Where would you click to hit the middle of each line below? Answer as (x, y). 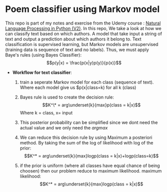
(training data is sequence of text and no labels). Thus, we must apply (77, 49)
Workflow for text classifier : (42, 72)
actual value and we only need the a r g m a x (64, 127)
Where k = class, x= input (46, 112)
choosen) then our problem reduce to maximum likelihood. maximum (91, 170)
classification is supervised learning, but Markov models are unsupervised (82, 44)
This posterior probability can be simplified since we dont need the (89, 122)
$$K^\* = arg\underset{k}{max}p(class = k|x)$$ (91, 105)
